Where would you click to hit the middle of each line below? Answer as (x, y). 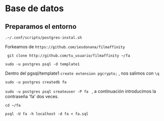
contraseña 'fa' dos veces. (32, 96)
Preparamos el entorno (41, 27)
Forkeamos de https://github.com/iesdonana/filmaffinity (65, 47)
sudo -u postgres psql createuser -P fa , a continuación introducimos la (81, 91)
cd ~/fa (13, 105)
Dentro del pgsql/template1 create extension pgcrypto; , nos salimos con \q (82, 73)
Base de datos (35, 9)
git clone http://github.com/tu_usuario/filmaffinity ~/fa (69, 56)
